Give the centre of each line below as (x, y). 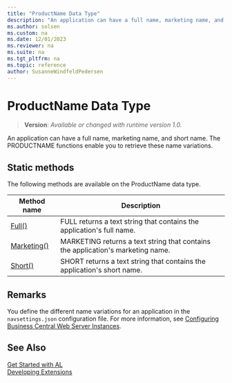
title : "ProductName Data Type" (54, 14)
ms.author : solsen (33, 26)
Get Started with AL (35, 364)
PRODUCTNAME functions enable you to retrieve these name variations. (110, 145)
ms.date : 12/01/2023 (37, 39)
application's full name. (98, 231)
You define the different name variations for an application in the (99, 312)
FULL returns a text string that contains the (129, 222)
